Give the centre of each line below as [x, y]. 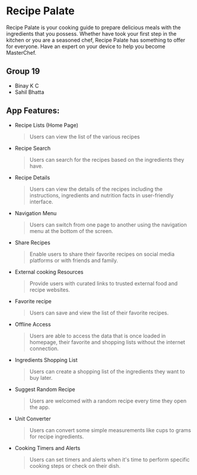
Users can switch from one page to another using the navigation [108, 225]
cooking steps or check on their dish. [75, 465]
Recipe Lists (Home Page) [47, 125]
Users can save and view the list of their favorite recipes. [99, 313]
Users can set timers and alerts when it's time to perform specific [109, 460]
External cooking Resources [49, 272]
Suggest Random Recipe [45, 389]
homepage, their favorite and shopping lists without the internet [107, 342]
